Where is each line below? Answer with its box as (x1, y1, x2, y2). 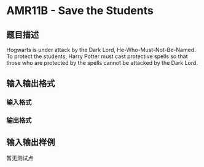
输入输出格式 (6, 78, 55, 89)
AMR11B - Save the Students (6, 4, 154, 18)
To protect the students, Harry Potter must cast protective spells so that (6, 53, 189, 60)
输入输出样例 (6, 137, 55, 147)
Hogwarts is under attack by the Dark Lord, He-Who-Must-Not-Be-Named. (6, 46, 196, 53)
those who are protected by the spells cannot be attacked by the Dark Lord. (6, 59, 198, 66)
